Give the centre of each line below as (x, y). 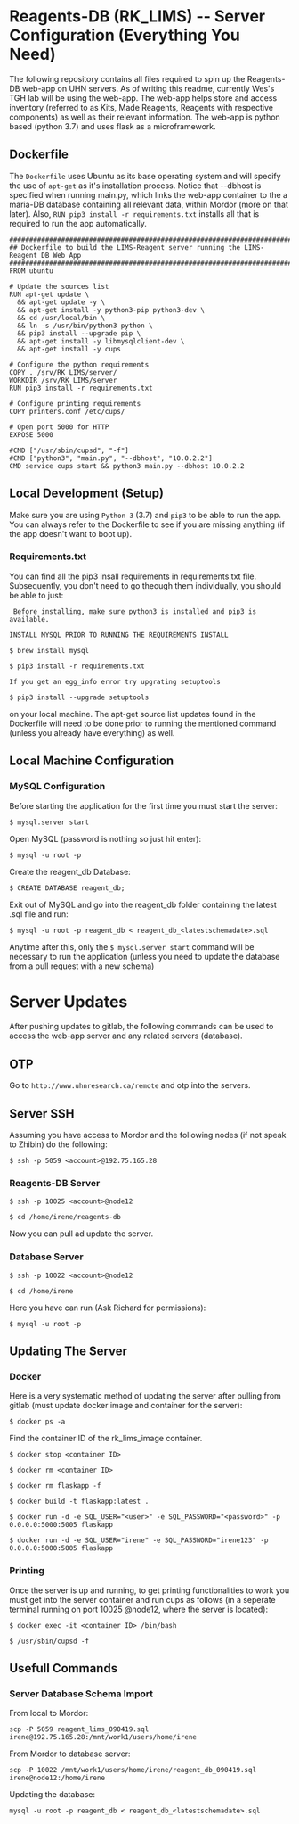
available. (29, 619)
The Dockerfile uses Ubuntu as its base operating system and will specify (145, 176)
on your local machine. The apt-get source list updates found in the (133, 714)
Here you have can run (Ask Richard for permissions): (108, 1308)
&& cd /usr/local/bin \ (61, 318)
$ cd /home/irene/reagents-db (65, 1217)
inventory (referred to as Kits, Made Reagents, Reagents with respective (141, 107)
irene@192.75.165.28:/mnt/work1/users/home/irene (103, 1737)
